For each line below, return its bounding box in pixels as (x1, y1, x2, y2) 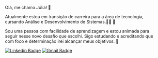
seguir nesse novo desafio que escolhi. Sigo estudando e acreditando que (5, 34, 154, 39)
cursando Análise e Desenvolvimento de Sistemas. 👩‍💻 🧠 (5, 19, 116, 24)
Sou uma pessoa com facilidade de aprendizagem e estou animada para (5, 28, 149, 34)
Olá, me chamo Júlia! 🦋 (5, 5, 51, 10)
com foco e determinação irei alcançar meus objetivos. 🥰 (5, 38, 119, 44)
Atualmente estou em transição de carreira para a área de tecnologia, (5, 14, 144, 19)
